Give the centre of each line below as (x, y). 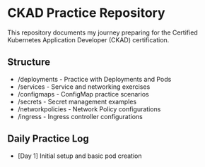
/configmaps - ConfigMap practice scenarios (83, 94)
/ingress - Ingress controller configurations (80, 116)
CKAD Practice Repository (86, 13)
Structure (29, 62)
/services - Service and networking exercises (84, 87)
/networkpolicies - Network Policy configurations (89, 109)
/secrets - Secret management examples (77, 101)
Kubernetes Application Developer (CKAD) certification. (88, 39)
